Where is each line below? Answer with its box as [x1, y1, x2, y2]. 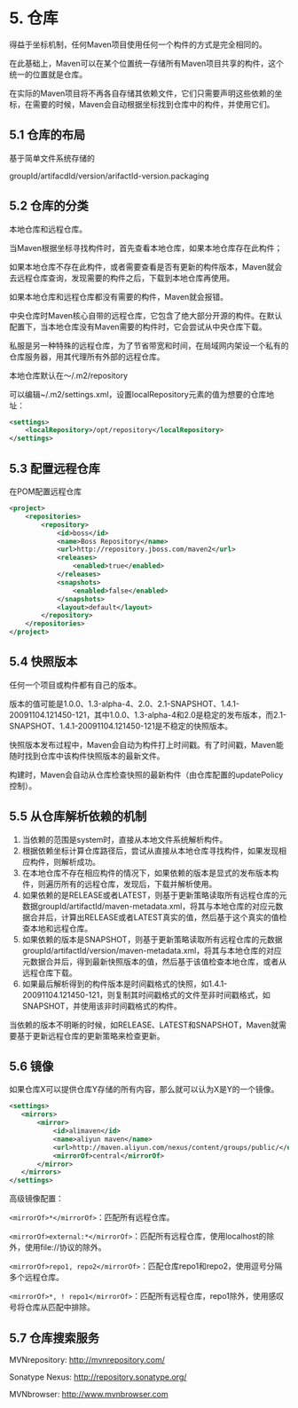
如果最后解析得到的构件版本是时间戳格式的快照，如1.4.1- [21, 978, 228, 989]
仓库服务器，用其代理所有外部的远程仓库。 [9, 351, 165, 362]
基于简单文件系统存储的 [9, 153, 95, 163]
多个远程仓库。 [9, 1272, 64, 1283]
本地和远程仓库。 [29, 923, 93, 933]
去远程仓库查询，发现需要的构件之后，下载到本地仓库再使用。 [9, 272, 235, 283]
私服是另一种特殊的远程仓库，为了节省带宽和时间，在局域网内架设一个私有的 [9, 340, 289, 350]
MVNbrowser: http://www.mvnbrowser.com [9, 1389, 169, 1399]
